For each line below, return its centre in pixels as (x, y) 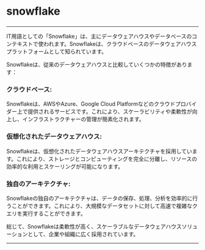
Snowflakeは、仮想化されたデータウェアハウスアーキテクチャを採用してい (99, 151)
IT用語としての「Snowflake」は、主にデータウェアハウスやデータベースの (99, 36)
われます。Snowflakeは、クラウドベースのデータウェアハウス (120, 44)
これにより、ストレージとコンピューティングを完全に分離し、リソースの (106, 159)
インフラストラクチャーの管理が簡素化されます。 (83, 119)
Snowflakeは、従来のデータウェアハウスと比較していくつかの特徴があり (97, 65)
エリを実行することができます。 (46, 213)
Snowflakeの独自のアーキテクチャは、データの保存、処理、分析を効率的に (99, 198)
